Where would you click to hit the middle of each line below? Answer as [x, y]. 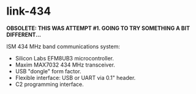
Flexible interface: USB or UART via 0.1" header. [75, 78]
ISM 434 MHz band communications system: [63, 46]
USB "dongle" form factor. [48, 71]
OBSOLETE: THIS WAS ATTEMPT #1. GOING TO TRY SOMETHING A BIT [98, 28]
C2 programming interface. [49, 84]
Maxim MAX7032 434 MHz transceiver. [65, 65]
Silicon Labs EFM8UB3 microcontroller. [65, 58]
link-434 [29, 11]
